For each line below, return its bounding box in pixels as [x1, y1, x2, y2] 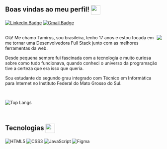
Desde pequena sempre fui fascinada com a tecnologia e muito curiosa [5, 55, 152, 61]
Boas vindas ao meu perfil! [5, 5, 89, 14]
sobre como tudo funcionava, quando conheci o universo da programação [5, 60, 158, 66]
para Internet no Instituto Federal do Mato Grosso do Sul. [5, 80, 122, 86]
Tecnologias [5, 124, 44, 132]
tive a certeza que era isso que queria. [5, 65, 84, 71]
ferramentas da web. [5, 45, 48, 51]
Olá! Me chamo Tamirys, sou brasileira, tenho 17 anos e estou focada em [5, 34, 154, 40]
